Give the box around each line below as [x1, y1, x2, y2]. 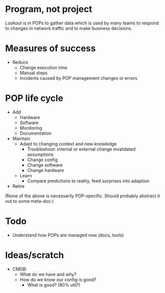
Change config [27, 156, 58, 162]
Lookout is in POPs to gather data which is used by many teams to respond [5, 20, 159, 26]
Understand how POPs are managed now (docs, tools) [12, 232, 124, 238]
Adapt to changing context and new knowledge [19, 141, 117, 146]
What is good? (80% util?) [27, 282, 81, 288]
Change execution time [19, 64, 68, 70]
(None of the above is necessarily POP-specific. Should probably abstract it [5, 193, 160, 199]
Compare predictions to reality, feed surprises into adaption [27, 178, 150, 184]
